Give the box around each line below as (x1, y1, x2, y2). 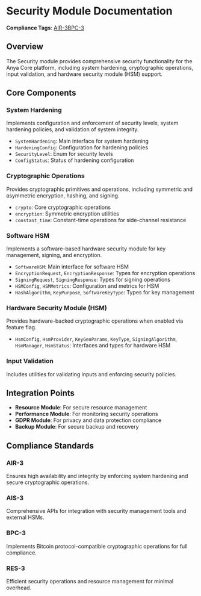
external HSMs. (6, 514, 45, 521)
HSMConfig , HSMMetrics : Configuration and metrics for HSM (14, 282, 159, 290)
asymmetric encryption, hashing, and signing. (6, 191, 120, 199)
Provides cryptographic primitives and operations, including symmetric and (6, 185, 193, 193)
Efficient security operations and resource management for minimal (6, 578, 173, 585)
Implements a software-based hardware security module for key (6, 245, 166, 252)
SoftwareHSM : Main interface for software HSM (14, 263, 129, 270)
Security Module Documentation (6, 4, 173, 18)
